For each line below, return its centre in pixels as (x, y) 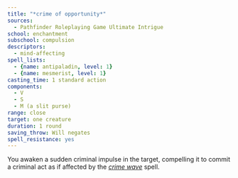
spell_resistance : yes (41, 139)
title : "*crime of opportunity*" (57, 14)
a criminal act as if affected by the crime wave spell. (83, 167)
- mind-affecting (39, 54)
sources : (20, 21)
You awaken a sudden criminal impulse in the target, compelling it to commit (119, 160)
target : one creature (39, 119)
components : (25, 87)
